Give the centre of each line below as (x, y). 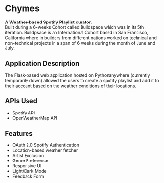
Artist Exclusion (28, 156)
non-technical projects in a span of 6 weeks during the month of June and (80, 43)
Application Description (42, 63)
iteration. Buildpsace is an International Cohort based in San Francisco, (77, 32)
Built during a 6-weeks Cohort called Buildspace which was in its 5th (75, 27)
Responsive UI (27, 166)
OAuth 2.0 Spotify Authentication (46, 145)
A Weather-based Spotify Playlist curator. (49, 22)
